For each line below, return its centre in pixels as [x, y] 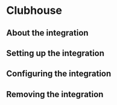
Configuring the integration [59, 74]
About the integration [47, 33]
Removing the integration [55, 94]
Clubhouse [34, 11]
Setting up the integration [55, 53]
